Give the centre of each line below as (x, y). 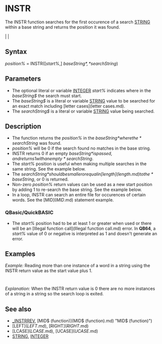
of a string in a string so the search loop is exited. (54, 294)
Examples (20, 254)
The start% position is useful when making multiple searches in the (79, 164)
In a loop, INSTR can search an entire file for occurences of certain (79, 195)
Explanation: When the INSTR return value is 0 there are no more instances (80, 289)
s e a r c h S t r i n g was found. (37, 143)
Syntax (16, 52)
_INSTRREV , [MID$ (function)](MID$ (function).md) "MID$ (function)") (82, 321)
